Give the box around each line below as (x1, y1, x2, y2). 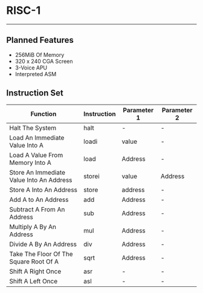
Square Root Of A (9, 257, 59, 266)
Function (30, 109, 57, 118)
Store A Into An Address (9, 185, 77, 194)
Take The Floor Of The (9, 250, 73, 258)
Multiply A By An (9, 222, 56, 231)
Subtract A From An (9, 205, 65, 213)
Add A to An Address (9, 195, 69, 204)
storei (83, 172, 100, 180)
